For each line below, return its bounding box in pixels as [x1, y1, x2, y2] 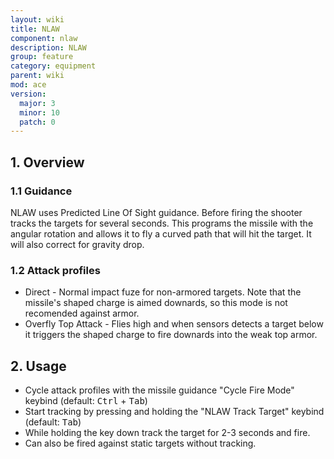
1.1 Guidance [10, 184, 73, 198]
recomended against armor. [24, 307, 140, 320]
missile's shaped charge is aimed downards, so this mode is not [24, 297, 288, 309]
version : [10, 89, 47, 99]
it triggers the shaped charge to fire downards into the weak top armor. [24, 329, 318, 341]
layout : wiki [10, 14, 65, 25]
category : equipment [10, 61, 97, 71]
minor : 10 [19, 107, 60, 118]
